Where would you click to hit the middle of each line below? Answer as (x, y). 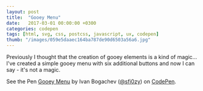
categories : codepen (33, 29)
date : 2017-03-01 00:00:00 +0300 (51, 23)
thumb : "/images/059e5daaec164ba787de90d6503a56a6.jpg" (78, 40)
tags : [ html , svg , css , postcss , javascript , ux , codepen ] (83, 34)
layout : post (23, 12)
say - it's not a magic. (33, 70)
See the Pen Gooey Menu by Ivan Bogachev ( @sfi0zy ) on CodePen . (91, 81)
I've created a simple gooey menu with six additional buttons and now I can (101, 63)
